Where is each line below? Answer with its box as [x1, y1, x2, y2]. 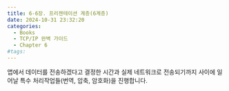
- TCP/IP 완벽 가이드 [13, 36, 68, 42]
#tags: [7, 49, 26, 55]
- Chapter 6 [13, 42, 48, 49]
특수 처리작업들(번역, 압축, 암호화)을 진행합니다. [19, 76, 148, 84]
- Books [13, 29, 36, 36]
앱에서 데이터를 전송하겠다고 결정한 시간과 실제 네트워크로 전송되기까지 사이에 [7, 68, 216, 76]
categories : [7, 23, 41, 29]
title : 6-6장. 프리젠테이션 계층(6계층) [7, 10, 109, 17]
